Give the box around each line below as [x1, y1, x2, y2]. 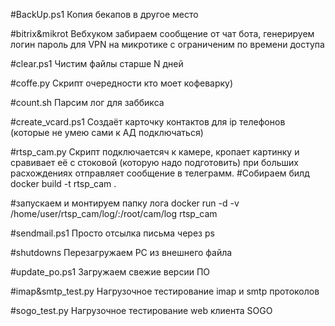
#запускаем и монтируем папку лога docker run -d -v [10, 197, 240, 209]
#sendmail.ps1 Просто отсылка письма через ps [10, 227, 215, 239]
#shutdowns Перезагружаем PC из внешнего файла [10, 247, 233, 258]
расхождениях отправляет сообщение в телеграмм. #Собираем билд [10, 167, 310, 179]
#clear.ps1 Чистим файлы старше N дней [10, 58, 184, 69]
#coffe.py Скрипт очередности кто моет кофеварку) [10, 77, 234, 89]
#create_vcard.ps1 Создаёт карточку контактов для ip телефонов [10, 116, 286, 128]
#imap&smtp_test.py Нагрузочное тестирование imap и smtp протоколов [10, 285, 320, 297]
